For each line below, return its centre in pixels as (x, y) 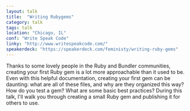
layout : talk (22, 11)
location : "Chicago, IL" (36, 33)
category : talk (24, 22)
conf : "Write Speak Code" (37, 38)
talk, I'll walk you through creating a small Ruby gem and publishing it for (93, 96)
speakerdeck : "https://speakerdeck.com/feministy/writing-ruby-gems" (92, 49)
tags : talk (19, 28)
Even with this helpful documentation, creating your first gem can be (88, 78)
